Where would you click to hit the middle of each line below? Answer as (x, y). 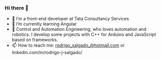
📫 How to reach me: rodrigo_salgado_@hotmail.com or (68, 45)
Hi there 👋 (17, 8)
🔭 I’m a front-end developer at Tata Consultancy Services (70, 19)
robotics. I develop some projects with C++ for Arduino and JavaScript (84, 35)
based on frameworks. (35, 40)
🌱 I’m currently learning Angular (44, 24)
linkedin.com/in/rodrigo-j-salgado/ (47, 53)
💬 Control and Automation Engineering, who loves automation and (79, 29)
